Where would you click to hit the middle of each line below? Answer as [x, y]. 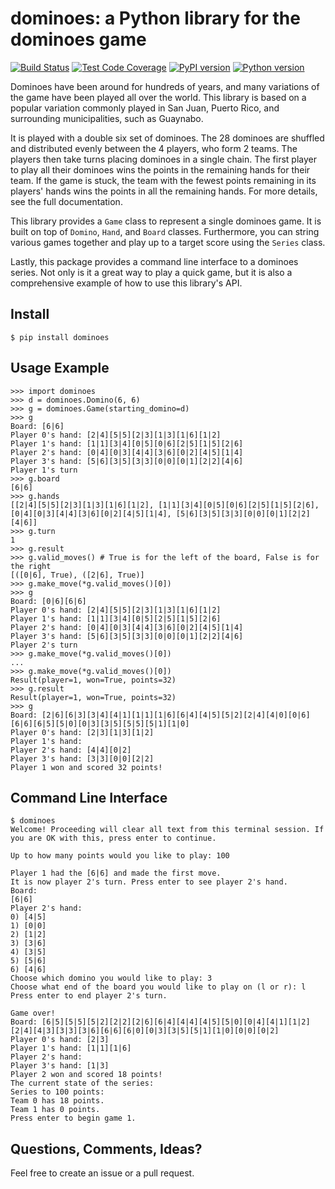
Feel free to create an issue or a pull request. [102, 1173]
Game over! [33, 1013]
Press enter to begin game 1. [73, 1118]
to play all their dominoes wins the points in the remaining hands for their [160, 169]
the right [31, 566]
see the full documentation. [66, 201]
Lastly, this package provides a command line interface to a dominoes [154, 261]
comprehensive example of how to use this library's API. [126, 283]
